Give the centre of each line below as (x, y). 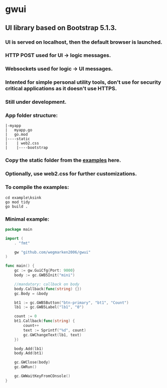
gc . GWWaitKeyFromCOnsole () (42, 376)
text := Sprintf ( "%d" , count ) (55, 330)
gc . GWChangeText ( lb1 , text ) (52, 335)
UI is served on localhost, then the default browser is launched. (84, 42)
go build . (17, 207)
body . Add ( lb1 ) (29, 349)
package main (19, 229)
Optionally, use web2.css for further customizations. (71, 174)
